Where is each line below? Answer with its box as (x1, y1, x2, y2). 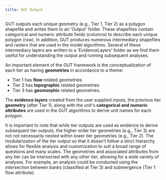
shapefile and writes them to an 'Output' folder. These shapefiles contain (5, 26, 154, 32)
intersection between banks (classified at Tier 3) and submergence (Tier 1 (5, 164, 156, 170)
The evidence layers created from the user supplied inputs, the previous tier (5, 97, 161, 103)
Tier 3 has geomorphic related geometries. (12, 87, 101, 93)
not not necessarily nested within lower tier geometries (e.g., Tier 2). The (5, 133, 154, 138)
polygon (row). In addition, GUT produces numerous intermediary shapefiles (5, 37, 161, 43)
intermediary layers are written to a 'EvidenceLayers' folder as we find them (5, 47, 160, 53)
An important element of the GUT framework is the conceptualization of (5, 62, 152, 68)
